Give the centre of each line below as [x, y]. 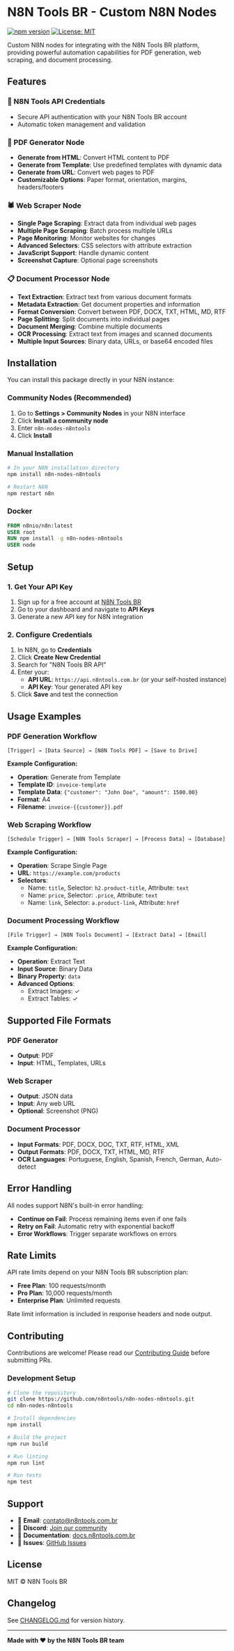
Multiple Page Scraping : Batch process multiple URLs [95, 231]
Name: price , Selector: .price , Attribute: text [93, 895]
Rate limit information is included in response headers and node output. [110, 1314]
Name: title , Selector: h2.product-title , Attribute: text [108, 888]
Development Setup [41, 1378]
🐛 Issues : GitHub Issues [52, 1542]
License [25, 1565]
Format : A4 [34, 799]
